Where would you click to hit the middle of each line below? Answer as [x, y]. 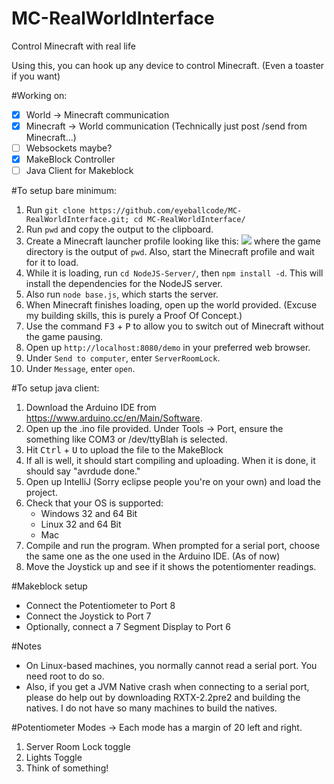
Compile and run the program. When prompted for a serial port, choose [173, 546]
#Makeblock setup [49, 586]
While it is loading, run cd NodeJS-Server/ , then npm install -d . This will [174, 273]
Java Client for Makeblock [79, 171]
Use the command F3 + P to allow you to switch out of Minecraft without [174, 326]
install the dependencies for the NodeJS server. [124, 284]
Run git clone [55, 210]
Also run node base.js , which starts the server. [122, 294]
